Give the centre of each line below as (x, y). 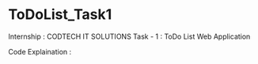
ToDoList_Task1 (60, 15)
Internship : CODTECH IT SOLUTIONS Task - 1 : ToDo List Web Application (129, 36)
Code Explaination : (40, 51)
